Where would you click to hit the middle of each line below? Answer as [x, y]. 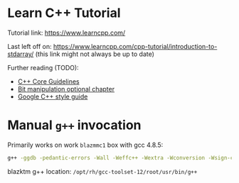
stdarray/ [21, 54]
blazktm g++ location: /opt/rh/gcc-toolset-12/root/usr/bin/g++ [102, 171]
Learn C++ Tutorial [64, 13]
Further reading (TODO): [43, 67]
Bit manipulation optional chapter [66, 89]
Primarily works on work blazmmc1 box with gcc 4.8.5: [85, 145]
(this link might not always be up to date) [95, 54]
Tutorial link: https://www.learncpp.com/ [67, 33]
